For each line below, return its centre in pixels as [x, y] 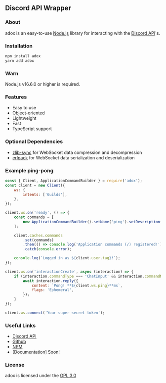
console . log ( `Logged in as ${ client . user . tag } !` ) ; [67, 258]
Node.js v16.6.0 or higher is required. [43, 84]
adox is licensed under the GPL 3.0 [41, 376]
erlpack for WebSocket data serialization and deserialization [73, 157]
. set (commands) [39, 240]
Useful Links [21, 325]
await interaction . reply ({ [51, 281]
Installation [19, 46]
